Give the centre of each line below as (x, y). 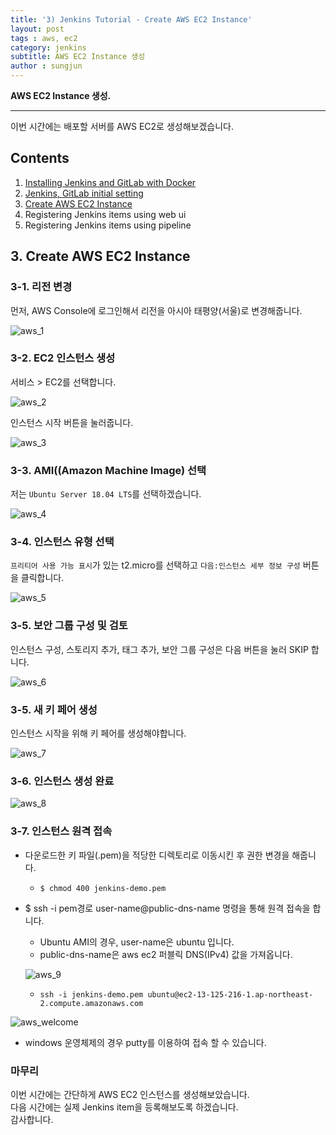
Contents (40, 158)
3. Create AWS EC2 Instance (100, 256)
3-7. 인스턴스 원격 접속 (61, 831)
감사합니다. (32, 1119)
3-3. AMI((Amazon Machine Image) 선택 (108, 470)
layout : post (37, 29)
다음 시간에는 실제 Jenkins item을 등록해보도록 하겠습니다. (124, 1107)
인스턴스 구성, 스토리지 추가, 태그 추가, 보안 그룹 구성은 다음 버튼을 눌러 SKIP (159, 649)
